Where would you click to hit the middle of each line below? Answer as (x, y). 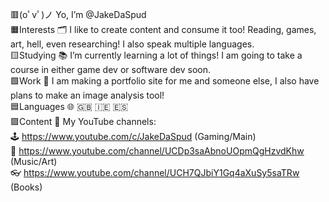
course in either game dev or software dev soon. (110, 69)
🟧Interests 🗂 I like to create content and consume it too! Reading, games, (163, 29)
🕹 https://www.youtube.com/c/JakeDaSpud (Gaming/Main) (133, 136)
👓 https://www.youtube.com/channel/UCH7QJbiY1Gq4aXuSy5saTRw (155, 172)
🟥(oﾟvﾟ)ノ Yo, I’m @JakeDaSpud (78, 14)
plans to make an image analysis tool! (87, 95)
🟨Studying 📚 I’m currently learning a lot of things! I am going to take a (156, 55)
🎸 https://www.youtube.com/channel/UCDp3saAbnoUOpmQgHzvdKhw (157, 151)
